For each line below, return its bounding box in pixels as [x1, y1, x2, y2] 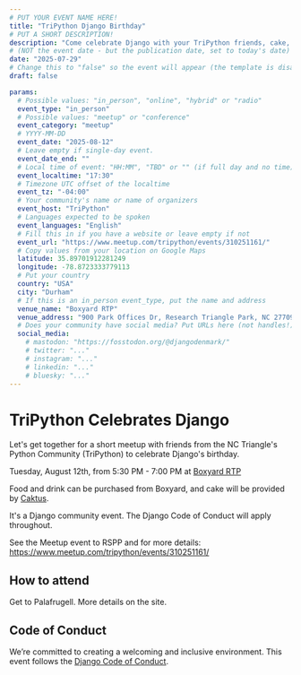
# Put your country [17, 271, 90, 281]
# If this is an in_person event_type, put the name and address [17, 296, 267, 305]
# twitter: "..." [25, 346, 90, 355]
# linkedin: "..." [25, 362, 94, 372]
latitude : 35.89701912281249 [17, 255, 126, 264]
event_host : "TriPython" [17, 204, 110, 213]
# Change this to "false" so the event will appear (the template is [9, 64, 275, 73]
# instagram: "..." [25, 354, 99, 363]
